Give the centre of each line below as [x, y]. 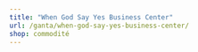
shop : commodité [39, 33]
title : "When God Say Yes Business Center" [91, 17]
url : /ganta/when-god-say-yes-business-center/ [99, 26]
